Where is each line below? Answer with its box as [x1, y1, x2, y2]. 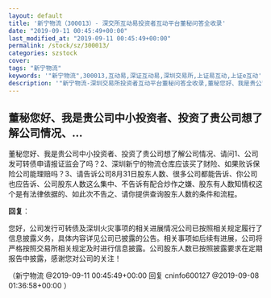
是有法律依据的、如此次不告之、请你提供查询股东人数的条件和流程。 [15, 189, 242, 199]
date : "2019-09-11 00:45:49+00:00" [8, 27, 128, 35]
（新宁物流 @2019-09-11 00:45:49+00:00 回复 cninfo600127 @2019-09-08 [8, 271, 260, 280]
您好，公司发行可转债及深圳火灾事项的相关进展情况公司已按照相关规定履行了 [8, 223, 263, 234]
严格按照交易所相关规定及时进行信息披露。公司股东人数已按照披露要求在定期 [8, 243, 263, 254]
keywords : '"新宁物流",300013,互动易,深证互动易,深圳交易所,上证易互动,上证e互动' [8, 72, 262, 80]
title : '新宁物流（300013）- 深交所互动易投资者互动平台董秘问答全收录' [8, 19, 226, 27]
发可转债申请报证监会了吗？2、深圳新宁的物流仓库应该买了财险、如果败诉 [8, 159, 253, 169]
